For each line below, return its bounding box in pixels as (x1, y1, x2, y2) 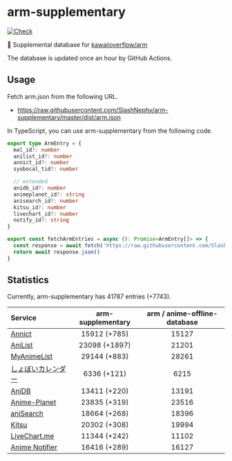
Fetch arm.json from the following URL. (7, 92, 119, 100)
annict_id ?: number (13, 159, 70, 166)
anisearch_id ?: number (13, 197, 79, 204)
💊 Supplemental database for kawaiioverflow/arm (7, 40, 148, 48)
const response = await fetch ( (13, 242, 104, 249)
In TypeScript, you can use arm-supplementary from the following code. (7, 126, 213, 135)
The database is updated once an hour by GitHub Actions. (7, 53, 173, 62)
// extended (13, 178, 48, 186)
